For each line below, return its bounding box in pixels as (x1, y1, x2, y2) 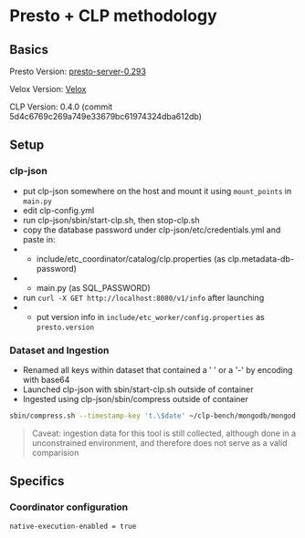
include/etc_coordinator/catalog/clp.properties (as (36, 253, 226, 264)
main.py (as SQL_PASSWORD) (36, 282, 151, 293)
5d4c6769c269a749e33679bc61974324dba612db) (9, 111, 203, 121)
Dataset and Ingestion (9, 344, 110, 357)
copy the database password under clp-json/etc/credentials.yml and (22, 224, 281, 235)
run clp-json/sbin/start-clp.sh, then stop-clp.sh (22, 214, 201, 225)
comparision (31, 447, 79, 458)
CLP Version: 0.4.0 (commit (9, 101, 113, 112)
